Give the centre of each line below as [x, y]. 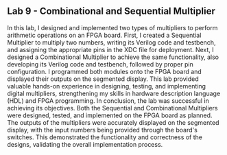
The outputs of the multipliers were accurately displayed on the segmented [113, 122]
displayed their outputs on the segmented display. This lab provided [103, 79]
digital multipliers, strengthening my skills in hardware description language [114, 93]
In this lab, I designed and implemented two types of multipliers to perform [112, 27]
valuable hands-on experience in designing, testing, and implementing [107, 86]
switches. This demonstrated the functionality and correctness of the [105, 137]
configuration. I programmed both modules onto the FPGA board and [105, 71]
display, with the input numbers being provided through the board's [102, 130]
